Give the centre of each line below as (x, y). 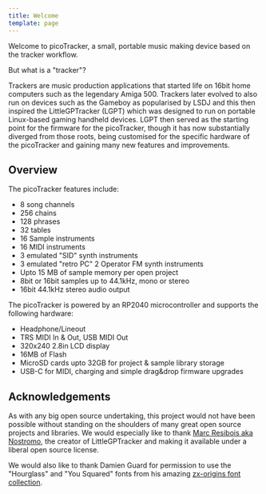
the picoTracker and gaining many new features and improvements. (119, 145)
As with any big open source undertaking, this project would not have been (132, 416)
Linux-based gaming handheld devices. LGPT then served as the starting (129, 119)
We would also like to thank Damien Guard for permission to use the (120, 465)
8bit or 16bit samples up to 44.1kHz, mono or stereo (105, 281)
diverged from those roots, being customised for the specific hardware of (129, 136)
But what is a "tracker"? (47, 70)
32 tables (35, 230)
